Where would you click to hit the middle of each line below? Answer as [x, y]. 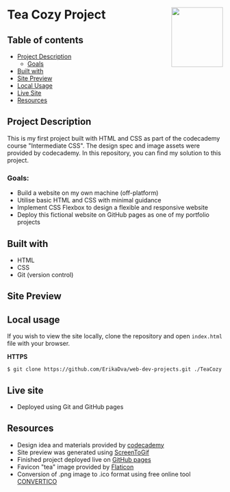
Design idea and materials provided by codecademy [90, 445]
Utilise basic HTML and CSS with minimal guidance [89, 200]
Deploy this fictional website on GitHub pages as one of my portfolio [113, 215]
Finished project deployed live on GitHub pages [84, 459]
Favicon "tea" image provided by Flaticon [75, 467]
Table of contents [45, 40]
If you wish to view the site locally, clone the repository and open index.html [115, 336]
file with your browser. [39, 344]
